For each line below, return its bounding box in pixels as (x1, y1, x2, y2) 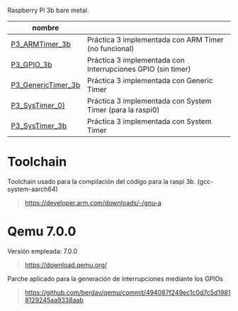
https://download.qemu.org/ (24, 261, 108, 269)
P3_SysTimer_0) (11, 101, 65, 110)
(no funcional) (87, 44, 135, 53)
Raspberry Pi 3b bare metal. (7, 6, 89, 14)
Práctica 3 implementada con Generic (87, 76, 213, 85)
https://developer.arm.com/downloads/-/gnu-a (24, 198, 161, 207)
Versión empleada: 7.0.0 (7, 246, 78, 255)
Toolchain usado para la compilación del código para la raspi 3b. (7, 177, 196, 185)
